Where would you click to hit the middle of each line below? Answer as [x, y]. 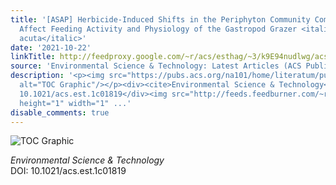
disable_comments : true [60, 112]
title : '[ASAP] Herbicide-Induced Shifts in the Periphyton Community [160, 19]
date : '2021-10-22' [51, 47]
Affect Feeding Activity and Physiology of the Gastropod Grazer [158, 29]
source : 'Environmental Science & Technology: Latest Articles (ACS [156, 66]
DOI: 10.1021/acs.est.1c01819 [68, 171]
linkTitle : [33, 57]
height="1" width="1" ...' [75, 103]
